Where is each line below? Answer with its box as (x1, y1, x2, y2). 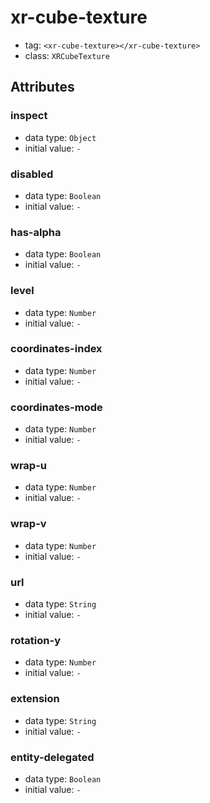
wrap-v (10, 517, 47, 531)
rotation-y (10, 633, 62, 647)
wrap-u (10, 459, 47, 473)
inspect (10, 109, 48, 123)
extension (10, 692, 60, 706)
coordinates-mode (10, 400, 103, 414)
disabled (10, 167, 54, 181)
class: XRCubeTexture (24, 49, 110, 61)
